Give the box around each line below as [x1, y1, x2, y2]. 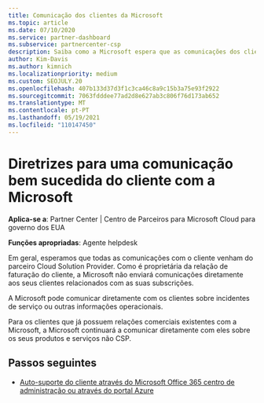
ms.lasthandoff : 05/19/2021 [8, 114, 101, 122]
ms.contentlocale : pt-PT [8, 107, 90, 115]
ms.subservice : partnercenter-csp [8, 41, 122, 49]
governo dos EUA [8, 222, 65, 232]
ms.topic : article [8, 19, 68, 27]
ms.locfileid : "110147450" [8, 121, 97, 129]
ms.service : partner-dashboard [8, 33, 111, 42]
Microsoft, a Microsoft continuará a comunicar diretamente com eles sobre [8, 325, 251, 335]
